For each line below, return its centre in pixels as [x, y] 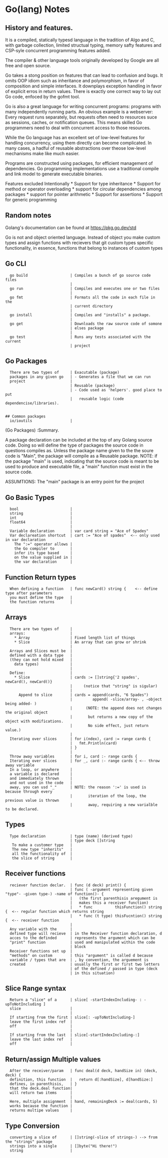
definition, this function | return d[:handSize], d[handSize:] [81, 1080]
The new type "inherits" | [42, 849]
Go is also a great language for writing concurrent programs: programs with [83, 106]
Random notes [28, 215]
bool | [41, 509]
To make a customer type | [42, 845]
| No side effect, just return [109, 725]
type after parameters [29, 593]
